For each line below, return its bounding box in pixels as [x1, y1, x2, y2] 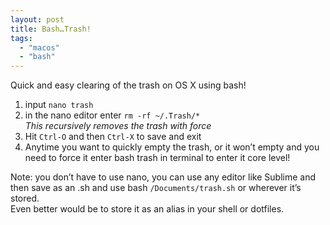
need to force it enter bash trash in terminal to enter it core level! [24, 152, 291, 164]
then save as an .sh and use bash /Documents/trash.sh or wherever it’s [10, 182, 302, 194]
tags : [10, 33, 33, 43]
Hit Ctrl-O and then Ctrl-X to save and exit [24, 131, 202, 143]
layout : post [10, 14, 65, 25]
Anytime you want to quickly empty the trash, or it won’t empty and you [24, 141, 320, 153]
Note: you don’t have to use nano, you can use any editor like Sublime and [10, 171, 317, 183]
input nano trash [24, 99, 94, 111]
